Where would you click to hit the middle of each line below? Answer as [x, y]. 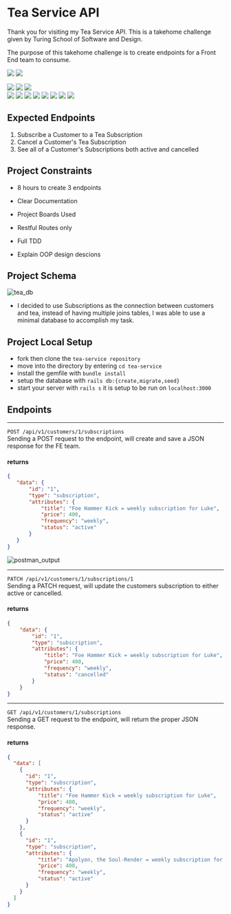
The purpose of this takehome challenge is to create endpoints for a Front [112, 52]
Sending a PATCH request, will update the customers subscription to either [113, 585]
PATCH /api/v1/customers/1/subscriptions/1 [70, 579]
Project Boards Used [46, 214]
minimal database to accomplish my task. [76, 320]
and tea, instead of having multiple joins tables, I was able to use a [111, 313]
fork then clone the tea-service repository [79, 359]
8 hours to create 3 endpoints [59, 187]
